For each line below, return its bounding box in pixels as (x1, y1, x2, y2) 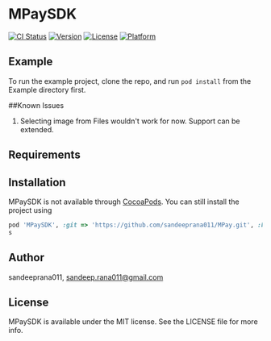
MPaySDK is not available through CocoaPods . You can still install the (8, 197, 240, 206)
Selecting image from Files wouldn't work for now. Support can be (19, 116, 240, 126)
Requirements (8, 148, 81, 162)
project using (8, 205, 52, 214)
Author (8, 251, 44, 264)
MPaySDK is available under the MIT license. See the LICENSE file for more (8, 317, 258, 326)
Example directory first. (8, 85, 86, 94)
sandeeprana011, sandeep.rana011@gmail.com (8, 272, 164, 282)
